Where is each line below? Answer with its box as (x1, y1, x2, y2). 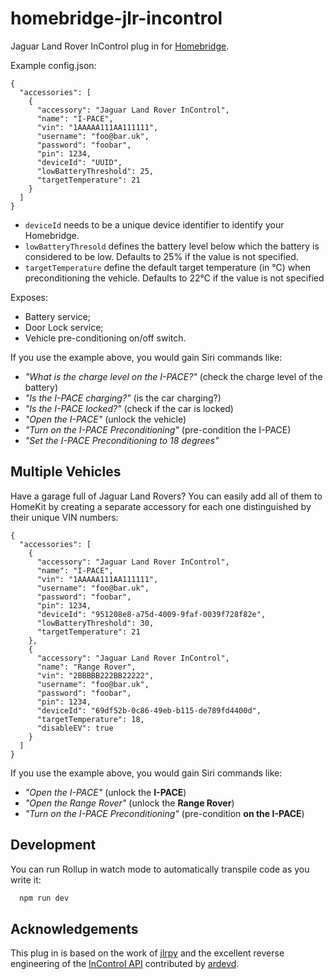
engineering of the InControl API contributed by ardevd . (10, 958, 240, 970)
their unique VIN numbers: (10, 511, 119, 523)
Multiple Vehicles (10, 463, 122, 481)
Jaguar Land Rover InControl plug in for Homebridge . (10, 40, 230, 52)
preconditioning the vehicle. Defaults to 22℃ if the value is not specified (24, 272, 325, 284)
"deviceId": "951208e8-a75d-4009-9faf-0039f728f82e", (36, 609, 267, 619)
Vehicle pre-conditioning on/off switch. (24, 332, 187, 344)
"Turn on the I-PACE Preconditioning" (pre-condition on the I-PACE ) (24, 807, 305, 819)
